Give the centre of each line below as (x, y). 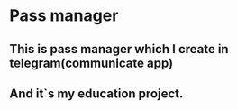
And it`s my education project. (96, 93)
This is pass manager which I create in (119, 49)
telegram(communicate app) (91, 63)
